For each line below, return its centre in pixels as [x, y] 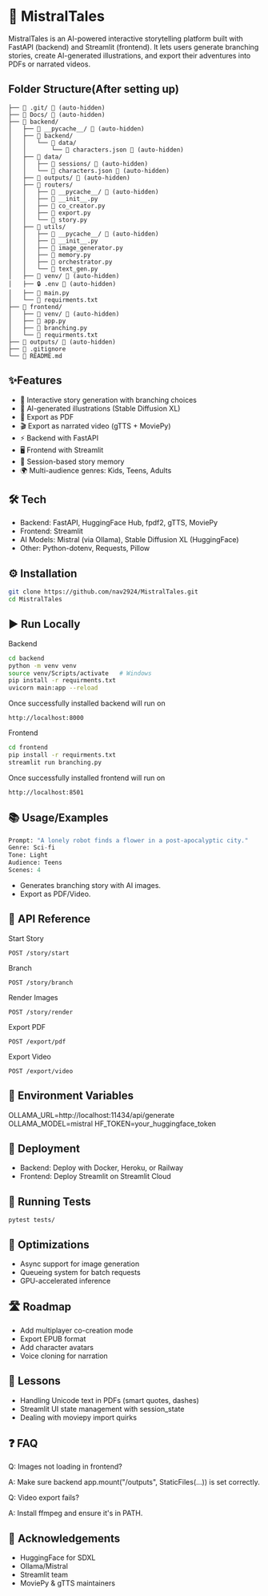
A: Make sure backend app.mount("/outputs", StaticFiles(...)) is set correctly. [134, 1482]
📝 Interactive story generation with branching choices [108, 400]
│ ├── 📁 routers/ [41, 185]
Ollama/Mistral [44, 1566]
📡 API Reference [49, 919]
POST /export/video [41, 1071]
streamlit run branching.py [55, 762]
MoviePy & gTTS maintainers [68, 1583]
